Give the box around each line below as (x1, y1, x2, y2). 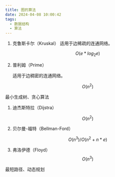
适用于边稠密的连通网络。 (12, 72, 65, 78)
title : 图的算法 (5, 7, 36, 13)
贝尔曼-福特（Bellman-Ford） (12, 126, 73, 132)
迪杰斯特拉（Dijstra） (12, 104, 56, 110)
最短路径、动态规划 (5, 166, 45, 172)
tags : (5, 17, 16, 22)
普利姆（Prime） (12, 62, 46, 68)
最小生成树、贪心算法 (5, 94, 49, 100)
